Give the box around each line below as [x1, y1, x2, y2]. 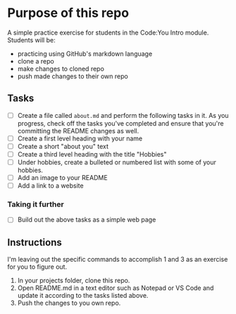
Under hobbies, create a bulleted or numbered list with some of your [17, 158, 216, 167]
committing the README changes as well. [17, 126, 139, 135]
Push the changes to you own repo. [17, 298, 121, 308]
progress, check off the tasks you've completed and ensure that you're [17, 119, 224, 128]
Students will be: [7, 35, 56, 44]
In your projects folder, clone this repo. [17, 277, 130, 285]
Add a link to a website [17, 181, 84, 190]
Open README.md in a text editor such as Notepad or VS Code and [17, 284, 214, 292]
